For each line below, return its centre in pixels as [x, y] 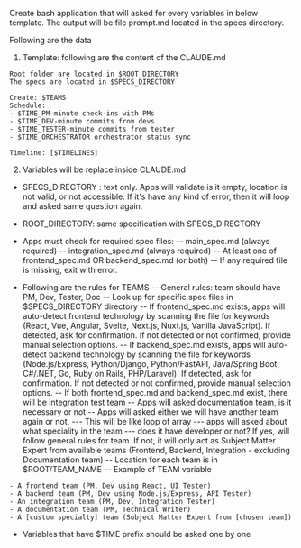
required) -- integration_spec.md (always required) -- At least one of [150, 251]
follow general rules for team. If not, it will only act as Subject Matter [149, 440]
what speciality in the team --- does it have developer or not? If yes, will [156, 431]
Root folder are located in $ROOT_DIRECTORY [94, 74]
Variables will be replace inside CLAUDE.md [104, 169]
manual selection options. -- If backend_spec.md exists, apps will [144, 345]
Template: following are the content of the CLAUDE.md [124, 57]
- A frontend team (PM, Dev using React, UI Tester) [110, 486]
